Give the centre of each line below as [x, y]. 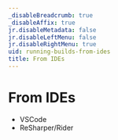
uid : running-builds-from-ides [59, 52]
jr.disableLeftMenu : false [52, 37]
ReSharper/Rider [46, 127]
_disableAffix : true [42, 23]
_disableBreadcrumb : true [50, 15]
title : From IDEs [37, 59]
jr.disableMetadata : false [52, 30]
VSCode [33, 119]
